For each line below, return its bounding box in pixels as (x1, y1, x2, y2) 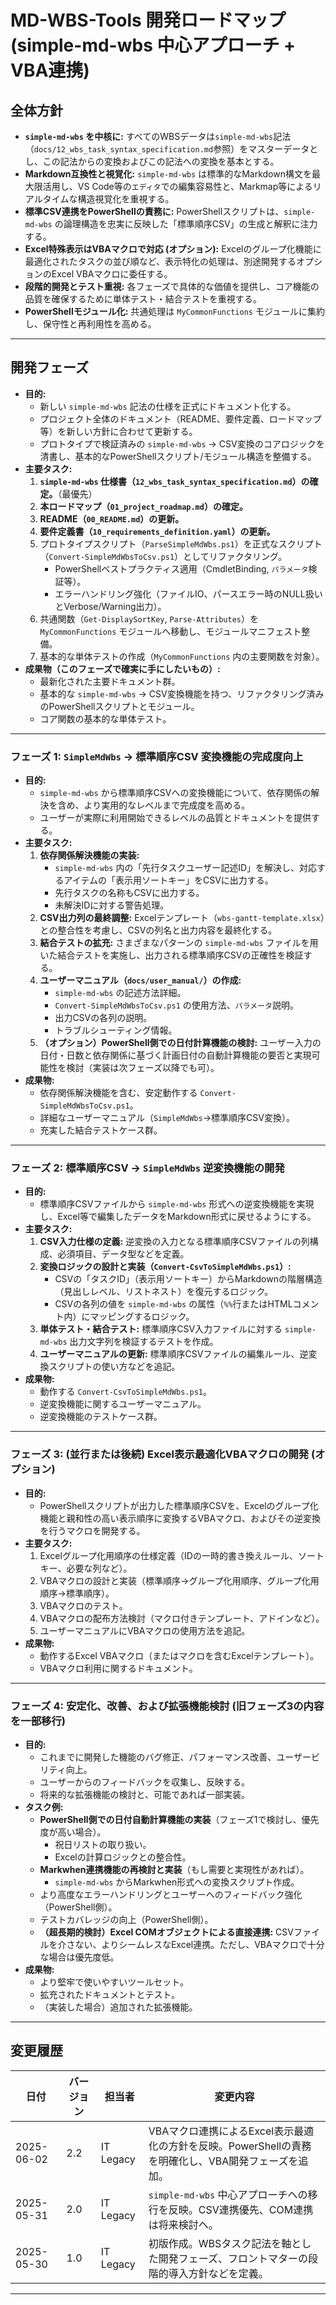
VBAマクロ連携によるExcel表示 (148, 2124, 295, 2138)
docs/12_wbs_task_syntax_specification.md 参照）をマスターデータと (33, 143, 319, 155)
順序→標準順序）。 (39, 1587, 115, 1599)
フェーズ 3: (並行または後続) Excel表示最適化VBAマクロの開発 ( (10, 1447, 316, 1461)
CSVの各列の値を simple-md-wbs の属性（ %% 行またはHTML (54, 1298, 293, 1310)
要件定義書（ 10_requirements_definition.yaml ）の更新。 (39, 525, 276, 537)
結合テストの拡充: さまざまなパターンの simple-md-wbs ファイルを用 (39, 937, 319, 949)
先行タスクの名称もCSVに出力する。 (54, 887, 205, 899)
